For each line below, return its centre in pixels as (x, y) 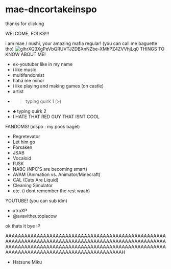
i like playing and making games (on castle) (58, 86)
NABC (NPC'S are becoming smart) (50, 169)
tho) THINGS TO (85, 49)
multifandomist (28, 75)
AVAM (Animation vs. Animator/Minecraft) (56, 174)
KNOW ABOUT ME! (26, 54)
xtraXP (20, 210)
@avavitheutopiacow (35, 216)
